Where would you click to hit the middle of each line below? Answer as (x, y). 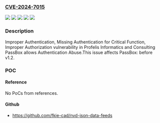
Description (19, 31)
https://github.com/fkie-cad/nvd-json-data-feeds (62, 115)
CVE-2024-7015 (25, 7)
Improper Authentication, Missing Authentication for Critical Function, (76, 42)
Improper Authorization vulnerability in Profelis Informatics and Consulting (80, 47)
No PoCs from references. (32, 93)
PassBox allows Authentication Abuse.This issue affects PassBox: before (79, 52)
